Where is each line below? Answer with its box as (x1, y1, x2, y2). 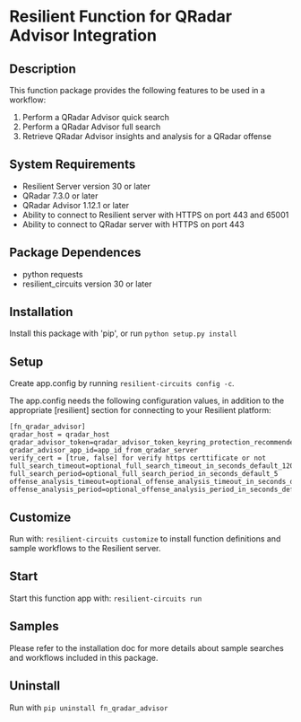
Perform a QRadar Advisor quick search (21, 112, 170, 122)
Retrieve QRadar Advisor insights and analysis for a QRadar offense (21, 131, 271, 141)
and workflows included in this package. (9, 652, 159, 663)
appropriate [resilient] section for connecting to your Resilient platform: (9, 405, 271, 416)
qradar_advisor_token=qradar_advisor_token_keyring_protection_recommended (9, 438, 298, 447)
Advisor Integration (9, 25, 157, 46)
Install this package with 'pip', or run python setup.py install (9, 328, 237, 339)
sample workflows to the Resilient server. (9, 543, 161, 554)
